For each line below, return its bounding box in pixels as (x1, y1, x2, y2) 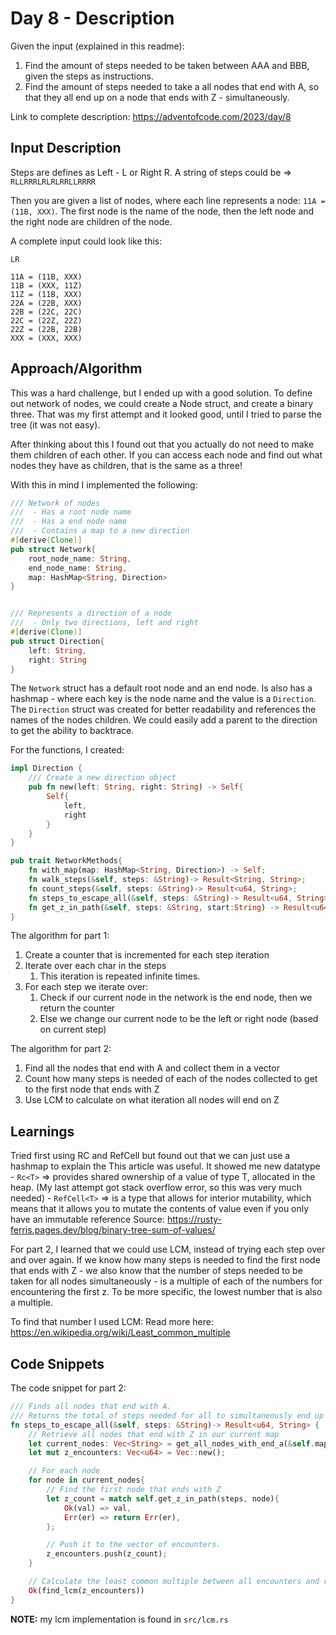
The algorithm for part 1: (10, 930, 110, 942)
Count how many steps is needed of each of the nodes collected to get (24, 1073, 318, 1085)
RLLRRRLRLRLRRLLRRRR (10, 177, 97, 187)
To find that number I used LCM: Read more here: (10, 1316, 214, 1328)
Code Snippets (10, 1355, 105, 1372)
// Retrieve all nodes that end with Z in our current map (28, 1429, 280, 1439)
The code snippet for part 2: (10, 1382, 127, 1394)
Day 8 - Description (10, 7, 175, 30)
